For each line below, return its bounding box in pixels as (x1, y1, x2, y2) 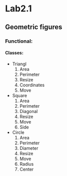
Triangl (12, 60, 27, 67)
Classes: (5, 50, 24, 56)
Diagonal (19, 108, 38, 114)
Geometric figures (5, 23, 63, 31)
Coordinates (19, 82, 45, 88)
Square (12, 92, 27, 98)
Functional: (5, 38, 33, 45)
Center (19, 166, 34, 172)
